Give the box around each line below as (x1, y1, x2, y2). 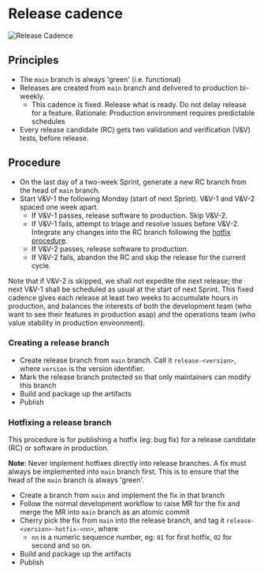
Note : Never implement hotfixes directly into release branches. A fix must (8, 459, 247, 468)
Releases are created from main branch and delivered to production (19, 83, 238, 92)
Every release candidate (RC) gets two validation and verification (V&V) (19, 125, 251, 134)
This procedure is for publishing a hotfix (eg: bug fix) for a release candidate (8, 435, 256, 445)
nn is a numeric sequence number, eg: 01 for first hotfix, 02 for (31, 533, 232, 542)
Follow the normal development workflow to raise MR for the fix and (19, 499, 240, 508)
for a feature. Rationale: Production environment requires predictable (31, 108, 255, 117)
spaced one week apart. (19, 202, 99, 211)
